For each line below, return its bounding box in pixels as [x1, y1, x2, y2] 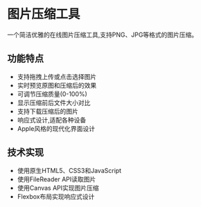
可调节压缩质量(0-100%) [17, 89, 88, 98]
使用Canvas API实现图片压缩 [17, 183, 99, 192]
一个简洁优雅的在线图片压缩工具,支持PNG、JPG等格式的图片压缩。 [7, 30, 198, 39]
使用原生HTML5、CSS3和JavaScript [17, 166, 122, 174]
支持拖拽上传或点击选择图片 [17, 72, 97, 80]
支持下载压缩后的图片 [17, 107, 78, 115]
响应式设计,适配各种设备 [17, 116, 87, 124]
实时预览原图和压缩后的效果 [17, 81, 97, 89]
